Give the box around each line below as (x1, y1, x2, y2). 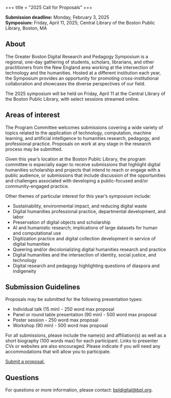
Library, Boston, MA (5, 25, 47, 31)
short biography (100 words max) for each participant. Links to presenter (5, 338, 158, 344)
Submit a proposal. (5, 359, 45, 365)
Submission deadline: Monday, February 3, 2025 (5, 14, 110, 20)
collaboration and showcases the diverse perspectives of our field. (5, 80, 145, 86)
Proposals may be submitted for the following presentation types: (5, 296, 143, 302)
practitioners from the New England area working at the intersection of (5, 64, 154, 71)
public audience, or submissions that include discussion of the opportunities (5, 172, 166, 178)
